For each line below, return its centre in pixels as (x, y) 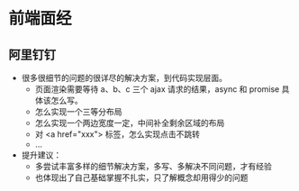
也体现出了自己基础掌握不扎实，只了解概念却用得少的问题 (141, 177)
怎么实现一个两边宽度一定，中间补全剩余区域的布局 (130, 123)
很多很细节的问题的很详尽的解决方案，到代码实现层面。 (124, 78)
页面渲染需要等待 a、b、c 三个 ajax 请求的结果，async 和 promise (157, 89)
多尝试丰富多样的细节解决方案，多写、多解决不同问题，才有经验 (153, 166)
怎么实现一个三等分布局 (78, 112)
